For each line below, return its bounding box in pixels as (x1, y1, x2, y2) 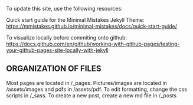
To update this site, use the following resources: (6, 5, 123, 12)
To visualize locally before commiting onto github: (6, 34, 127, 41)
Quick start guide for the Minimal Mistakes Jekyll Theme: (6, 17, 145, 23)
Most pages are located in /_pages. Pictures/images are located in (6, 79, 167, 86)
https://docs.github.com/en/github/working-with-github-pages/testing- (6, 41, 180, 47)
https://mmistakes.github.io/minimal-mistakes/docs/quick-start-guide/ (6, 23, 177, 29)
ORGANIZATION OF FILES (6, 64, 102, 74)
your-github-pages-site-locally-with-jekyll (6, 47, 109, 54)
